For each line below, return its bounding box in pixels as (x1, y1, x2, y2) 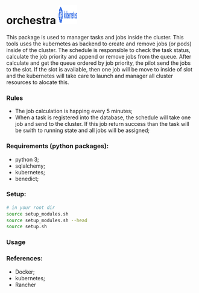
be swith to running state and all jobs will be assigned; (14, 127, 150, 134)
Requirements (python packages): (6, 142, 109, 150)
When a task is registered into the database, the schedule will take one (14, 114, 191, 121)
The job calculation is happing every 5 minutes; (14, 108, 133, 115)
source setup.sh (6, 223, 47, 230)
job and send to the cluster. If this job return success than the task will (14, 120, 189, 128)
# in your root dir (6, 205, 55, 211)
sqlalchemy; (14, 162, 45, 170)
